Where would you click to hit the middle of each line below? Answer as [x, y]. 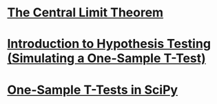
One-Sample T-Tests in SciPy [92, 90]
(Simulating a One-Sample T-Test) [107, 58]
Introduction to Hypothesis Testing [109, 44]
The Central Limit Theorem [85, 13]
